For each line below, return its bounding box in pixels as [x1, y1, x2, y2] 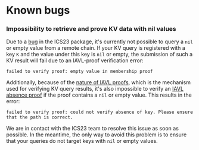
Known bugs [6, 4, 70, 17]
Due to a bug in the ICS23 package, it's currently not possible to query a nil [6, 38, 194, 45]
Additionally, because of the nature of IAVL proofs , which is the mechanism [6, 79, 191, 86]
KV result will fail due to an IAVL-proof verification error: [6, 57, 144, 64]
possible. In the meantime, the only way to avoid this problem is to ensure [6, 131, 187, 138]
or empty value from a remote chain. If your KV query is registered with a [6, 44, 186, 52]
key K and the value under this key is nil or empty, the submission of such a [6, 51, 193, 58]
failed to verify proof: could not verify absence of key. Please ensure [6, 109, 194, 116]
